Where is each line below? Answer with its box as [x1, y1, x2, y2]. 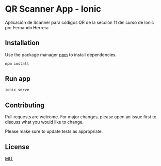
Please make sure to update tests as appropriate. [5, 129, 103, 134]
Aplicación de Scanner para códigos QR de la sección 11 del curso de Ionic [5, 19, 154, 25]
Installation [5, 39, 40, 47]
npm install [5, 61, 29, 66]
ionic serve [5, 88, 29, 92]
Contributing [5, 101, 45, 109]
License [5, 143, 30, 151]
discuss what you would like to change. [5, 119, 84, 125]
